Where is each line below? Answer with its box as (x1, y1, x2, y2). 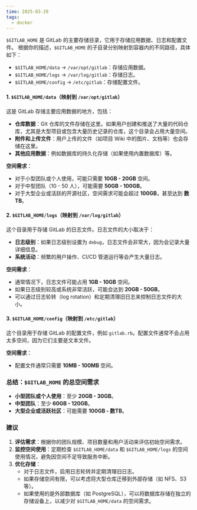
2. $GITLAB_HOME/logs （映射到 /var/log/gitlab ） (6, 212, 124, 219)
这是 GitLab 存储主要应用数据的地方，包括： (6, 108, 113, 115)
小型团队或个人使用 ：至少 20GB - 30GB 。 (14, 392, 117, 399)
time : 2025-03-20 (6, 8, 49, 15)
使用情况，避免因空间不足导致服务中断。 (14, 453, 113, 460)
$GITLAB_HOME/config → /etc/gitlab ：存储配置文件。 (14, 79, 143, 86)
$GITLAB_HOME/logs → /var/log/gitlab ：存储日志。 (14, 72, 139, 79)
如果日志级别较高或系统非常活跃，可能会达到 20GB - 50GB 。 (14, 285, 163, 293)
